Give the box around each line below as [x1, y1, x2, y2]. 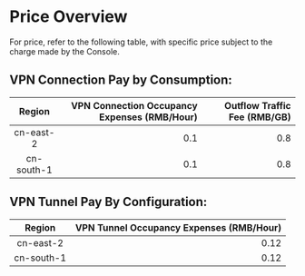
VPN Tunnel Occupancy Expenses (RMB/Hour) [74, 221, 282, 233]
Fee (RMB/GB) [228, 111, 291, 123]
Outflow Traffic [223, 99, 291, 112]
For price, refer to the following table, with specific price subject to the [9, 36, 273, 47]
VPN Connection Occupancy [71, 99, 198, 112]
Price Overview [9, 6, 128, 27]
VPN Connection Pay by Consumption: [9, 73, 233, 88]
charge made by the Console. [9, 45, 120, 56]
